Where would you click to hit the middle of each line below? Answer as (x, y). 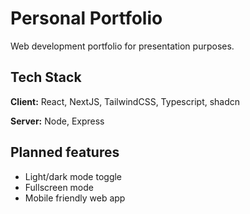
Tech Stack (46, 77)
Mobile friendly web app (75, 198)
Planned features (65, 152)
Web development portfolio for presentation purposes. (122, 46)
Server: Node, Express (57, 121)
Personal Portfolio (86, 18)
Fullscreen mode (59, 187)
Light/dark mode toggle (73, 176)
